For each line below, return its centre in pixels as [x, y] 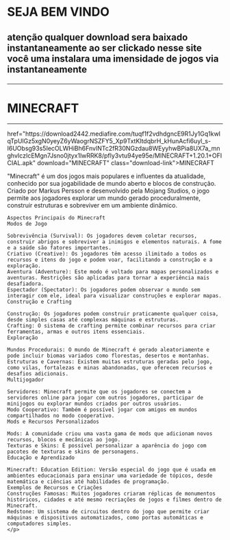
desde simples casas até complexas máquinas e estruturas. [93, 319]
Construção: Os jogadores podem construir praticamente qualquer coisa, [113, 314]
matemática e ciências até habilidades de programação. [88, 481]
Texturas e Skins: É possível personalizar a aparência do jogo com [107, 445]
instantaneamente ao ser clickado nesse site [104, 48]
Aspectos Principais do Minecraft [56, 218]
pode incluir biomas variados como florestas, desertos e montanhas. [108, 356]
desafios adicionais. [38, 373]
